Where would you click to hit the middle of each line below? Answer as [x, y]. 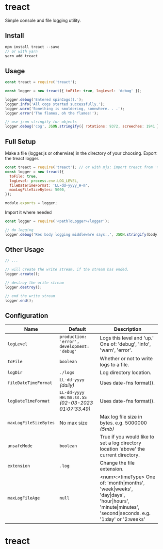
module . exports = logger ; [31, 203]
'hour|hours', [114, 501]
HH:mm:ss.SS [73, 397]
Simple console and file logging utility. [43, 20]
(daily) [67, 386]
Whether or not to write [126, 359]
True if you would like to [127, 437]
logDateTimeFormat [29, 401]
